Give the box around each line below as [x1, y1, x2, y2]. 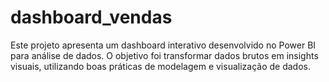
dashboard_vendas [10, 6, 173, 29]
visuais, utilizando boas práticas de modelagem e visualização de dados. [10, 60, 311, 72]
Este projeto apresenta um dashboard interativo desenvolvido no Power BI [10, 39, 317, 51]
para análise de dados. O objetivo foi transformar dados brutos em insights [10, 49, 319, 61]
